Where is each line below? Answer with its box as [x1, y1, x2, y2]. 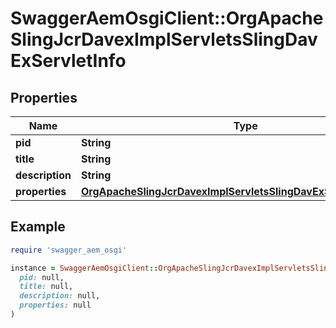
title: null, [19, 282, 74, 292]
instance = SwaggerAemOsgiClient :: [10, 263, 159, 273]
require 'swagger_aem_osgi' [10, 245, 128, 255]
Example [10, 218, 66, 236]
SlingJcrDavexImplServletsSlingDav [10, 28, 318, 51]
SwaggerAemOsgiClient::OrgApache [10, 7, 324, 30]
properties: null [19, 300, 92, 311]
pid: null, [19, 272, 65, 282]
